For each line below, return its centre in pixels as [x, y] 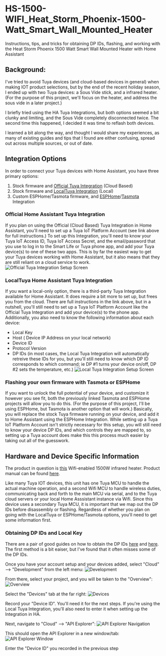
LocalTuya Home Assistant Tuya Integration [59, 280]
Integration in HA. [23, 614]
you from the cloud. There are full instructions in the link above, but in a [78, 302]
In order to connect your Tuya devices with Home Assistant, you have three [82, 171]
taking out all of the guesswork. [37, 441]
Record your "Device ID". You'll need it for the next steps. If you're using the [83, 603]
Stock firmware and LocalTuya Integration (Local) [63, 191]
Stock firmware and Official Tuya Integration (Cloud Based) [73, 186]
